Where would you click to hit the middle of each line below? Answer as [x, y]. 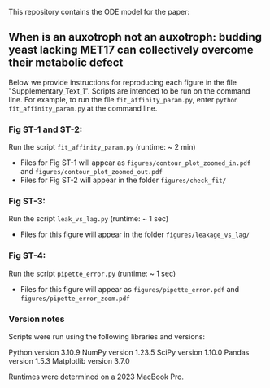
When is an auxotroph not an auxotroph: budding [135, 37]
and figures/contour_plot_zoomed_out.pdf [91, 172]
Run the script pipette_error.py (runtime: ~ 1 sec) [92, 273]
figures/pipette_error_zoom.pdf [75, 299]
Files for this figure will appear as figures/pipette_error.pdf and [130, 289]
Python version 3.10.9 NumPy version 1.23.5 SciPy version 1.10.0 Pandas [129, 352]
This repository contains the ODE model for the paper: [99, 12]
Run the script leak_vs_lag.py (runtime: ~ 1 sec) [89, 219]
